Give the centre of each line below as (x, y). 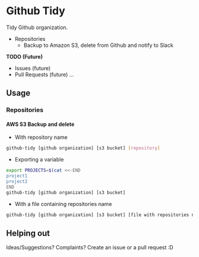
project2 (17, 182)
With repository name (41, 137)
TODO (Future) (25, 56)
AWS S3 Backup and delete (41, 124)
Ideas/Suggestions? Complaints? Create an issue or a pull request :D (90, 248)
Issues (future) (33, 68)
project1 (17, 176)
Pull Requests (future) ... (44, 74)
